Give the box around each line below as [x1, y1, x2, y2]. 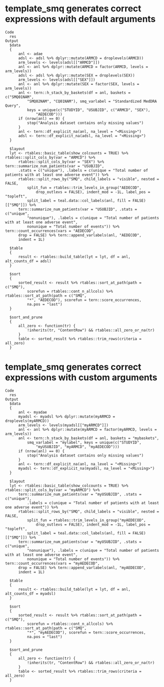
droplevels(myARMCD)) [5, 418, 50, 423]
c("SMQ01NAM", [5, 94, 34, 99]
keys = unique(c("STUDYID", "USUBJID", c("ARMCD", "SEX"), [27, 107, 151, 113]
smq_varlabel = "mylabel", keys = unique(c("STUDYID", [27, 440, 141, 445]
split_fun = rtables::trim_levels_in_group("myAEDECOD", [27, 518, 146, 523]
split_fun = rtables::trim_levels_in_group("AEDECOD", [27, 185, 141, 190]
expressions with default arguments [5, 13, 156, 25]
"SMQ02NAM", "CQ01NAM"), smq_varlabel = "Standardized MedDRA [27, 99, 157, 104]
